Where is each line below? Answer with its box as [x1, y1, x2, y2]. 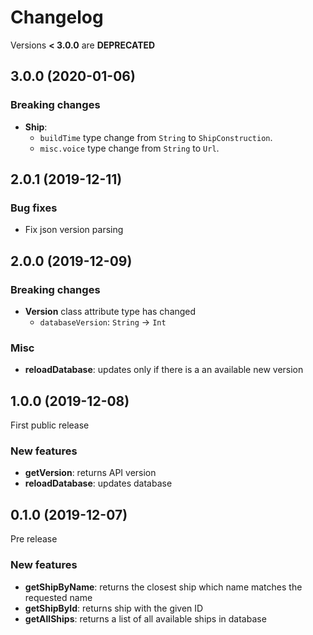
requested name [24, 591, 93, 603]
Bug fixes [10, 201, 58, 215]
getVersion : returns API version [24, 467, 157, 479]
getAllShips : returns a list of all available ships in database [24, 612, 267, 625]
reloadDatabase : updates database [24, 477, 173, 490]
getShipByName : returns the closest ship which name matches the [24, 581, 303, 593]
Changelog [10, 6, 104, 29]
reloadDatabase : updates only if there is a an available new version [24, 364, 304, 376]
